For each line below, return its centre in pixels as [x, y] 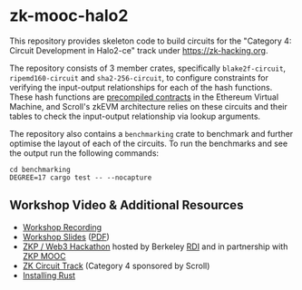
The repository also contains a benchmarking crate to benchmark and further [151, 133]
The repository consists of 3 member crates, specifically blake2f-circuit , [148, 68]
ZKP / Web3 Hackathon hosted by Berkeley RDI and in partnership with [155, 246]
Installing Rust [49, 275]
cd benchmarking [40, 169]
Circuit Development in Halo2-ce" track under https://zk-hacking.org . [139, 50]
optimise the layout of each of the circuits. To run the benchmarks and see [149, 143]
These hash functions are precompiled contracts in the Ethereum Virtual [144, 97]
